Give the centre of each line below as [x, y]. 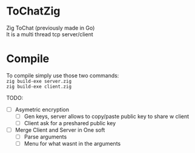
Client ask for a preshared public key [70, 123]
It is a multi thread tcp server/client [50, 34]
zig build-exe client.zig [39, 86]
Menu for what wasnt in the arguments [72, 144]
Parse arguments [45, 137]
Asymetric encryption [42, 109]
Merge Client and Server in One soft [60, 130]
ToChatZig [33, 11]
